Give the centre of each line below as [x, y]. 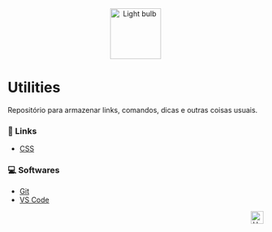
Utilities [34, 88]
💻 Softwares [34, 170]
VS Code [34, 200]
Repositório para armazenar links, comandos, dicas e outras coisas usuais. [133, 110]
